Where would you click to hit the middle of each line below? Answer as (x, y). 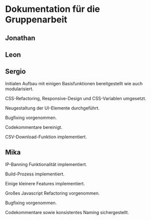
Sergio (16, 72)
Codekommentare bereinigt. (34, 127)
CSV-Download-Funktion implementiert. (46, 137)
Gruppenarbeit (36, 20)
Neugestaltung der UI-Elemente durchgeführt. (52, 108)
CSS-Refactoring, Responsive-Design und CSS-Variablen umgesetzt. (76, 98)
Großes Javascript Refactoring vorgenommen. (53, 193)
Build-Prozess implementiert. (35, 174)
